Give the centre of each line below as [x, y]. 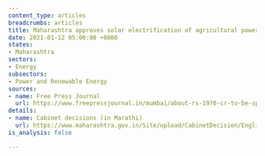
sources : [22, 89]
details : [22, 111]
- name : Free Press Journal [54, 96]
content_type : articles [47, 15]
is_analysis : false [40, 132]
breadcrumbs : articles [45, 23]
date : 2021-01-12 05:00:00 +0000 [63, 37]
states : [21, 45]
